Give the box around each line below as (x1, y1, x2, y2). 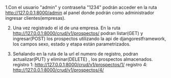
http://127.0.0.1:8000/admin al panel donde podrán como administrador (5, 10, 155, 16)
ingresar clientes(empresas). (5, 15, 66, 21)
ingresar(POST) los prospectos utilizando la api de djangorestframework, (12, 35, 166, 42)
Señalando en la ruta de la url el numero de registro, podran (12, 51, 139, 57)
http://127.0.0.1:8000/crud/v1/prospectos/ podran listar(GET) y (12, 30, 143, 36)
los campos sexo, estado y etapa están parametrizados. (12, 41, 131, 47)
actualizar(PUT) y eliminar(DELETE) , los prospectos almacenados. (12, 56, 153, 62)
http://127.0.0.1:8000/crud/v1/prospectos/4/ (12, 67, 104, 73)
